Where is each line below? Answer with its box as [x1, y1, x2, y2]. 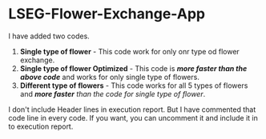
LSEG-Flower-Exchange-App [8, 5, 206, 23]
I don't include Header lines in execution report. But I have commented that [8, 105, 256, 114]
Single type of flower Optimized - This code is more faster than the [19, 63, 248, 73]
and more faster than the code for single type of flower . [19, 89, 206, 98]
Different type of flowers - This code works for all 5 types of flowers [19, 81, 248, 90]
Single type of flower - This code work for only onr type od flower [19, 46, 240, 56]
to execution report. [8, 121, 74, 131]
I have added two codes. [8, 31, 90, 41]
